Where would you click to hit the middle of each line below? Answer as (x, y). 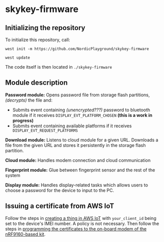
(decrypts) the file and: (29, 100)
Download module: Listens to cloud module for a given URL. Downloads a (82, 140)
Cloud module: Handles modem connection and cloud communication (78, 160)
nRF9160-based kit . (26, 234)
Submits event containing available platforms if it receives (72, 126)
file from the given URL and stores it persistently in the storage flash (75, 145)
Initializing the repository (45, 28)
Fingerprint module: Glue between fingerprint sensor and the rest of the (80, 170)
